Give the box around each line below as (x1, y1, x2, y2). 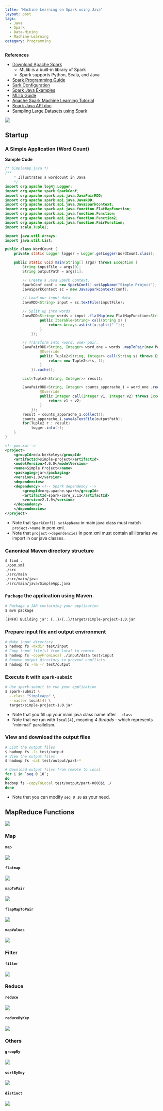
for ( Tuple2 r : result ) (22, 421, 70, 426)
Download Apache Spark (12, 61, 62, 67)
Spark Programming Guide (12, 77, 65, 83)
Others (5, 1037, 22, 1044)
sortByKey (5, 1070, 25, 1075)
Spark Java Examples (12, 87, 56, 93)
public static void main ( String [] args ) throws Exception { (14, 260, 138, 265)
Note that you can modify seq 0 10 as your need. (12, 794, 110, 800)
